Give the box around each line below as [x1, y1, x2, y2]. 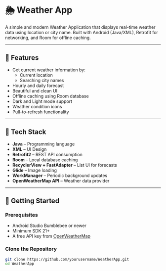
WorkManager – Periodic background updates [12, 172, 108, 179]
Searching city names [19, 77, 64, 83]
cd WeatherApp [5, 261, 35, 267]
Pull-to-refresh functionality [12, 109, 69, 115]
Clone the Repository [5, 246, 57, 253]
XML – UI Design [12, 146, 47, 152]
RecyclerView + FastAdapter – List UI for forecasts [12, 162, 118, 168]
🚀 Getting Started [5, 196, 60, 205]
